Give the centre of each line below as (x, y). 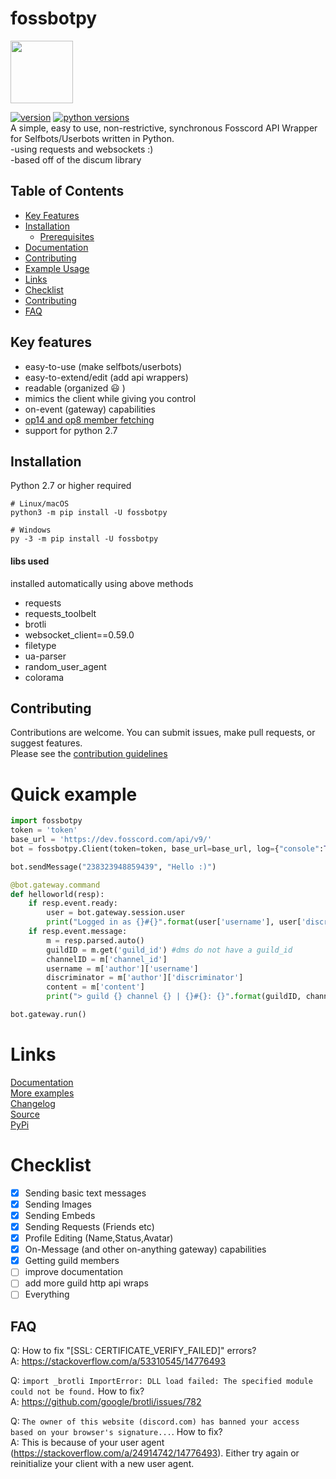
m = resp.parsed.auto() (95, 940)
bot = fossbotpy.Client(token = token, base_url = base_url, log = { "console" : (167, 848)
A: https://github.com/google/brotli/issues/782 (106, 1402)
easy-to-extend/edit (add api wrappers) (106, 377)
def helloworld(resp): (57, 894)
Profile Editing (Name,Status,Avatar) (99, 1238)
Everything (47, 1294)
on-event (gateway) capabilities (90, 409)
